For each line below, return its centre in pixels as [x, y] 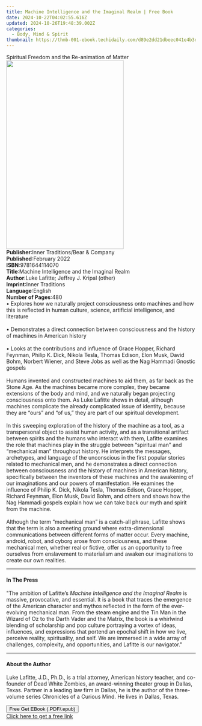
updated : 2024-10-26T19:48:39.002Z [51, 23]
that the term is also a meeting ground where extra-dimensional [85, 528]
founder [16, 684]
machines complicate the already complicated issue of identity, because [96, 406]
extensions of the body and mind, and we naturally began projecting [91, 394]
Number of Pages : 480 [34, 297]
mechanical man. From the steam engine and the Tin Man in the [107, 612]
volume [16, 697]
